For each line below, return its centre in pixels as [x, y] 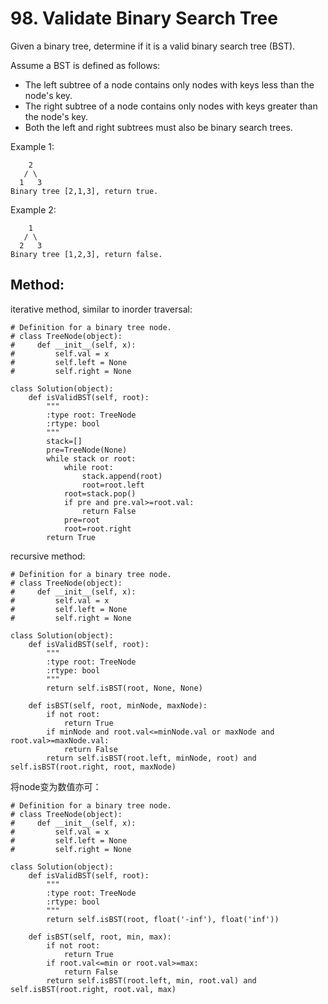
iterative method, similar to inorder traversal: [101, 309]
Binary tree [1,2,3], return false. [86, 254]
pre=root [82, 520]
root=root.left [113, 485]
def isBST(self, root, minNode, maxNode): [118, 705]
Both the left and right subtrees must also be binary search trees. [158, 127]
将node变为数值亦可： [56, 786]
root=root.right [97, 528]
